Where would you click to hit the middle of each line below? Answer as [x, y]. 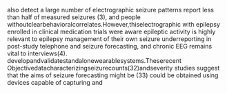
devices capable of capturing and [55, 82]
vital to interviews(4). [37, 53]
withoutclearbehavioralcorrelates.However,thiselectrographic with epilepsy [114, 24]
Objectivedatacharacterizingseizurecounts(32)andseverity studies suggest [113, 68]
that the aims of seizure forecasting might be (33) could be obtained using [113, 75]
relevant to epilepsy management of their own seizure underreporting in [109, 39]
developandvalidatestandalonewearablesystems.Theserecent [94, 61]
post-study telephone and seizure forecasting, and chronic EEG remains [110, 46]
